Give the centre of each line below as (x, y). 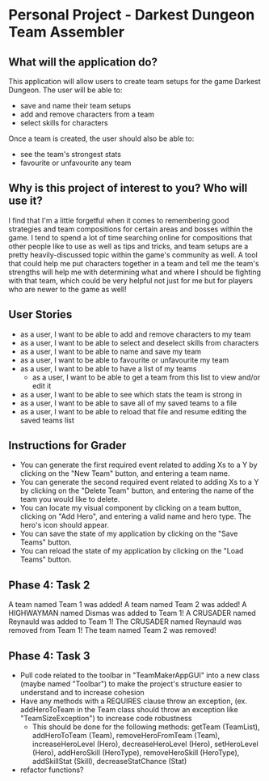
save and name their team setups (76, 106)
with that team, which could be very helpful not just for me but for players (130, 280)
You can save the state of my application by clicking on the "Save (129, 534)
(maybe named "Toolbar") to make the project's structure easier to (131, 684)
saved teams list (47, 420)
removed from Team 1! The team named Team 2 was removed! (112, 630)
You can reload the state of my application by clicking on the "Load (132, 551)
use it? (25, 201)
